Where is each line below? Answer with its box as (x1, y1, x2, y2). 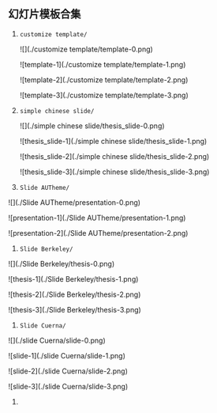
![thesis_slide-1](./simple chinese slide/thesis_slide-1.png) (19, 136, 208, 146)
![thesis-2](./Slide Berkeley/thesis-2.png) (8, 290, 141, 299)
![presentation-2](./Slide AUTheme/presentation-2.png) (8, 228, 189, 237)
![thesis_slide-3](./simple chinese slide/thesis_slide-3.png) (19, 167, 210, 176)
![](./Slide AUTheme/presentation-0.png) (8, 197, 140, 207)
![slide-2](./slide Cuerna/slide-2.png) (8, 366, 128, 376)
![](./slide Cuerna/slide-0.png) (8, 335, 106, 345)
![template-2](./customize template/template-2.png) (19, 74, 189, 85)
